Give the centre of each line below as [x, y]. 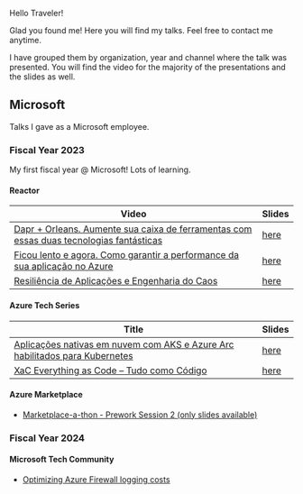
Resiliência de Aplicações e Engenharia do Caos [116, 281]
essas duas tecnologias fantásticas [88, 241]
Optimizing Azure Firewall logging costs [96, 479]
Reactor [25, 190]
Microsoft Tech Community [62, 460]
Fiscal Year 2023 [47, 150]
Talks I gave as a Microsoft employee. [79, 126]
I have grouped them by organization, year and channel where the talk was [148, 57]
